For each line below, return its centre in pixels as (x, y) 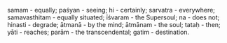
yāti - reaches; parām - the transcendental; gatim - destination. (98, 32)
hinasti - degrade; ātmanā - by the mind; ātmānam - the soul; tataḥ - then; (114, 25)
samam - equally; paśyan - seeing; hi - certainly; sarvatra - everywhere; (111, 10)
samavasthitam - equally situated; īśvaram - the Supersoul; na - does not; (113, 17)
